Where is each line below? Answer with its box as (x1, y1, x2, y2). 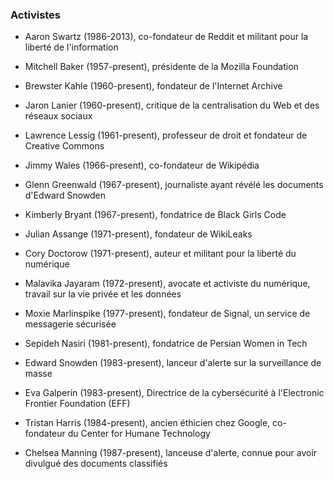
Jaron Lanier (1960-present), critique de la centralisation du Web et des (24, 99, 320, 112)
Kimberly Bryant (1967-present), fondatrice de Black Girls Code (24, 209, 287, 221)
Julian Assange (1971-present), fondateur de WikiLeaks (24, 228, 253, 240)
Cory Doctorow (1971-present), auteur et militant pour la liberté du (24, 248, 297, 260)
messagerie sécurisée (24, 318, 117, 330)
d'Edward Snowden (24, 189, 107, 202)
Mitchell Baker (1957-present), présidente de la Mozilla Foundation (24, 61, 299, 73)
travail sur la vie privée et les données (24, 288, 182, 300)
